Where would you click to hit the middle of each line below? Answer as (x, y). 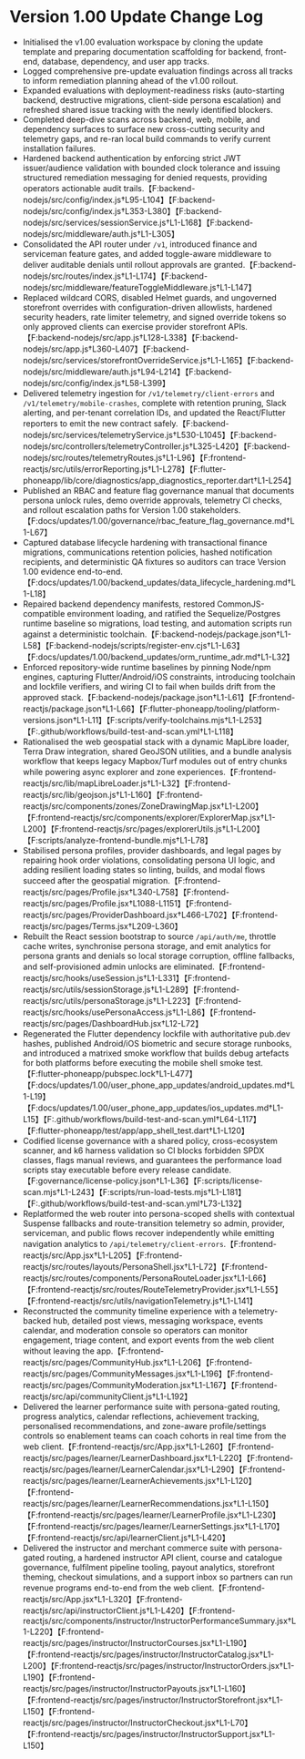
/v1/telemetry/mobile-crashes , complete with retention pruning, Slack (154, 403)
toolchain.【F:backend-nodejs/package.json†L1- (200, 634)
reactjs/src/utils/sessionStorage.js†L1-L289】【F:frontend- (131, 989)
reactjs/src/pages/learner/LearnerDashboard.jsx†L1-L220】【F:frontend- (158, 1457)
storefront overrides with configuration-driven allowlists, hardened (147, 307)
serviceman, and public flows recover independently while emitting (148, 1232)
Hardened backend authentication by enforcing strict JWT (132, 158)
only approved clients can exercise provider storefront (124, 326)
